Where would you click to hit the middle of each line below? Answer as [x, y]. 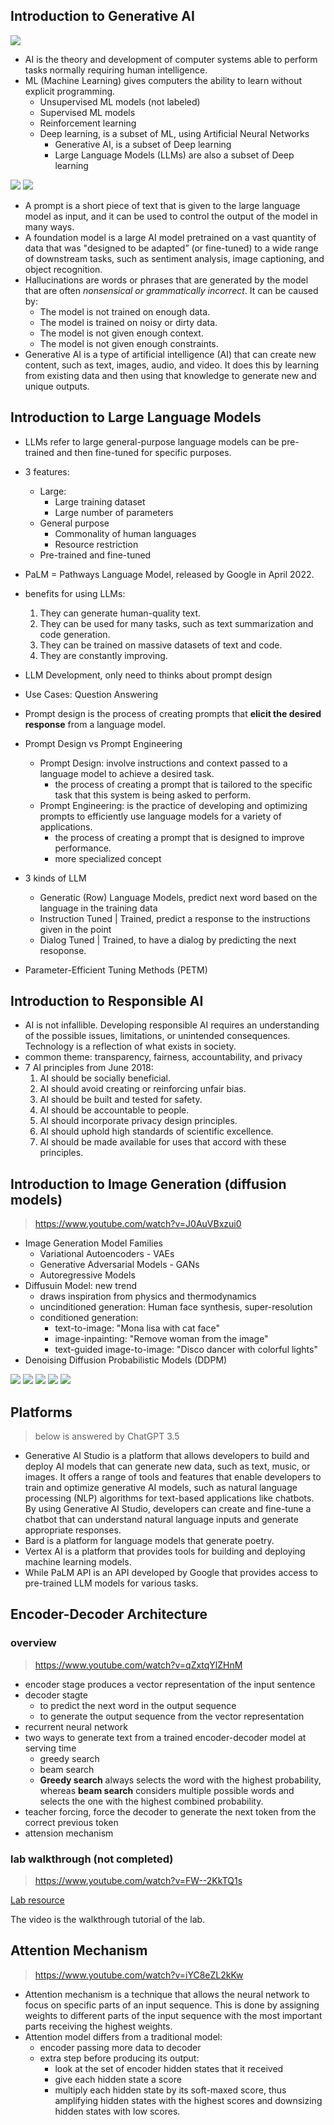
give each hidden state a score [118, 2079]
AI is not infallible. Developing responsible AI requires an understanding [172, 1025]
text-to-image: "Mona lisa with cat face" [137, 1328]
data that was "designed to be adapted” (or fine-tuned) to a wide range [171, 248]
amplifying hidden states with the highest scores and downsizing [188, 2100]
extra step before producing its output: [119, 2058]
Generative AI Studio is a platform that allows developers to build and [167, 1456]
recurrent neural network [76, 1726]
